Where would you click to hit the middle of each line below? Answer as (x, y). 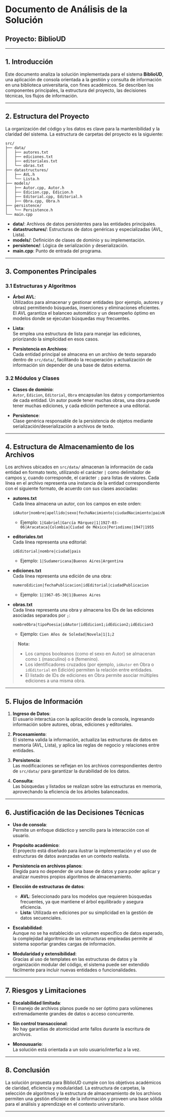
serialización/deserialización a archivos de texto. (63, 426)
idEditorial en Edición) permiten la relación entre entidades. (89, 670)
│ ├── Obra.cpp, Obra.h (32, 201)
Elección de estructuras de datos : (49, 887)
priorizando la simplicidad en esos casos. (56, 339)
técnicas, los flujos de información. (42, 95)
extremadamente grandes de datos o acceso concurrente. (73, 1013)
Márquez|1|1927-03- (98, 523)
